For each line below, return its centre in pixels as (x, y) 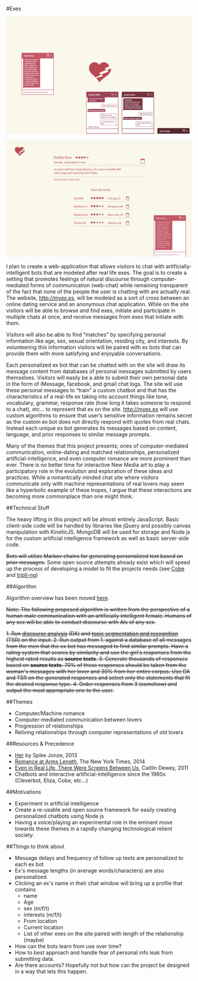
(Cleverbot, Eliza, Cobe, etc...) (51, 780)
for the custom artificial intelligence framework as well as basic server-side (98, 538)
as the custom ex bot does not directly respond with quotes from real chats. (98, 422)
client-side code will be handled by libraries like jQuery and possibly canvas (98, 526)
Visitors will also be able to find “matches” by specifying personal (86, 334)
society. (24, 835)
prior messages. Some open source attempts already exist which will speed (98, 562)
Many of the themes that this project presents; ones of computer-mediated (97, 446)
